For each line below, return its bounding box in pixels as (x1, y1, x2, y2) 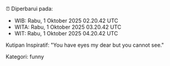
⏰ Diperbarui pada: (5, 5, 54, 12)
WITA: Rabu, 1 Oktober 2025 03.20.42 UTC (14, 23, 122, 31)
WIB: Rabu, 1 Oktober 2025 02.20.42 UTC (14, 17, 119, 24)
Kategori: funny (5, 53, 45, 60)
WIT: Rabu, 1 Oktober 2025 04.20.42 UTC (14, 30, 118, 37)
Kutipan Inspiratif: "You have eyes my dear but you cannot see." (5, 41, 164, 49)
